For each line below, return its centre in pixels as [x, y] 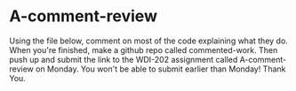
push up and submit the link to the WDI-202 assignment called [124, 59]
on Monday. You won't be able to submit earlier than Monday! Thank [160, 69]
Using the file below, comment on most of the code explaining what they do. [149, 41]
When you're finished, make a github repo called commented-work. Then [144, 49]
